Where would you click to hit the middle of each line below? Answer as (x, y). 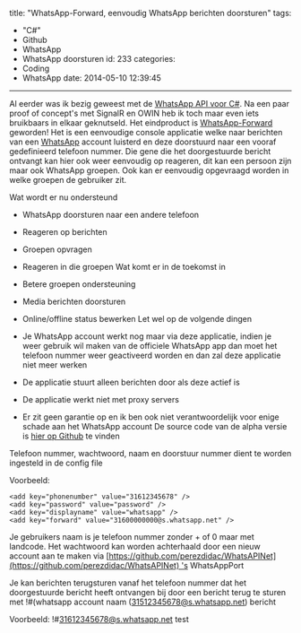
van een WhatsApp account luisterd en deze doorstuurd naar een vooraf (143, 142)
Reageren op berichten (64, 232)
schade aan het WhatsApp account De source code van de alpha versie (155, 426)
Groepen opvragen (57, 249)
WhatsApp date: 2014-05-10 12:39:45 (91, 78)
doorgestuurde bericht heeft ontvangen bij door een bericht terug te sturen (148, 592)
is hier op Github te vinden (71, 436)
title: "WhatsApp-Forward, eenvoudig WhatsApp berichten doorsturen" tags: (150, 13)
